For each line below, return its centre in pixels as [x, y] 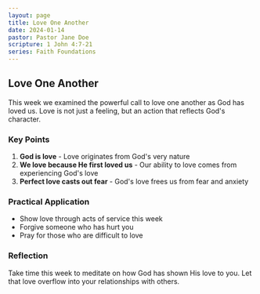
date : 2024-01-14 [36, 30]
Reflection [28, 256]
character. [25, 119]
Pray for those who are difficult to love [81, 235]
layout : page [29, 15]
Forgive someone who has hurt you [76, 227]
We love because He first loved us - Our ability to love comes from [128, 165]
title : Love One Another [49, 23]
